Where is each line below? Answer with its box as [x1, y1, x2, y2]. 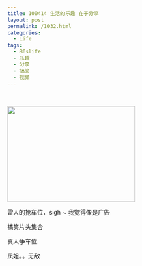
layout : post [7, 16, 44, 23]
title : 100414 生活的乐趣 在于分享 [7, 10, 99, 17]
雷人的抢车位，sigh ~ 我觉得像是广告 [7, 208, 111, 217]
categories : [7, 29, 41, 36]
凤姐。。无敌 [7, 252, 40, 261]
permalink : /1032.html [7, 23, 72, 29]
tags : [7, 42, 23, 49]
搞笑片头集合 [7, 223, 43, 231]
